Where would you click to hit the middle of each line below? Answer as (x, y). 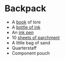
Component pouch (31, 53)
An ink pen (23, 32)
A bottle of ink (26, 27)
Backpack (25, 9)
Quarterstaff (24, 48)
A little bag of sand (31, 42)
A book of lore (26, 22)
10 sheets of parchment (36, 38)
